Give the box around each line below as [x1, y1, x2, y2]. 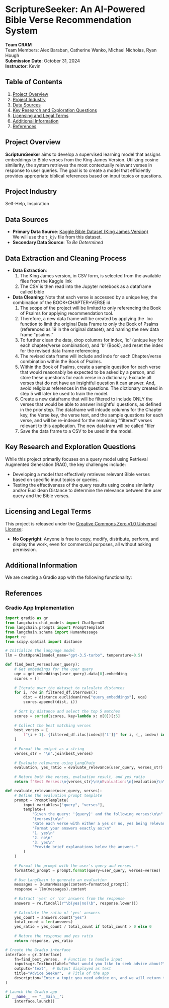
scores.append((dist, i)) [23, 699, 78, 704]
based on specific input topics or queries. [12, 477, 99, 483]
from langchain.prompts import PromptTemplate [5, 625, 105, 630]
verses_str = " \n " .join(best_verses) [14, 751, 94, 756]
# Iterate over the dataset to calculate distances [14, 685, 125, 690]
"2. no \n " [32, 835, 53, 840]
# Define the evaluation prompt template [14, 793, 102, 798]
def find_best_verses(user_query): [5, 662, 80, 667]
